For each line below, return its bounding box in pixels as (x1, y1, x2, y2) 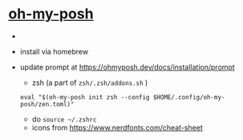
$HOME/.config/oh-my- (152, 93, 225, 101)
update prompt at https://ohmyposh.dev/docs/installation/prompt (19, 62, 235, 72)
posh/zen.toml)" (19, 100, 75, 108)
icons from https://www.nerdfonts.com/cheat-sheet (31, 122, 203, 132)
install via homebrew (19, 46, 89, 56)
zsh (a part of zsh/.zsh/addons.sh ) (31, 78, 148, 87)
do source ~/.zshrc (31, 114, 97, 124)
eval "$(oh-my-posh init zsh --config (19, 93, 150, 101)
